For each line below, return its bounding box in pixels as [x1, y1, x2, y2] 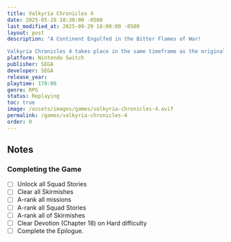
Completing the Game [7, 164, 82, 174]
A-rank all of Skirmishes [16, 211, 85, 219]
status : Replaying [7, 93, 60, 100]
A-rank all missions [16, 195, 71, 203]
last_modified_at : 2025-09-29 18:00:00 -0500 [7, 23, 140, 30]
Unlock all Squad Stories [16, 180, 87, 188]
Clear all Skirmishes [16, 188, 74, 196]
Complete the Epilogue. [16, 226, 84, 234]
